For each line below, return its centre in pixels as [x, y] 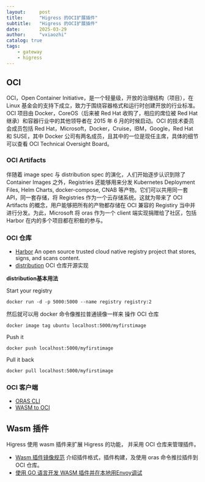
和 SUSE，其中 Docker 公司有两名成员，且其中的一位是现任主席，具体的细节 [102, 136]
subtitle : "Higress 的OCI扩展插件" [52, 23]
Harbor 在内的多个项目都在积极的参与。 [56, 220]
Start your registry [29, 291]
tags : [13, 47]
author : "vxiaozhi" [37, 35]
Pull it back [20, 360]
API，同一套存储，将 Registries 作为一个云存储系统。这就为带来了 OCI [95, 197]
